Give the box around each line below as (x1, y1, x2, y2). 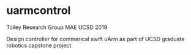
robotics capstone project (6, 42, 72, 49)
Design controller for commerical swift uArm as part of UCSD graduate (6, 35, 185, 42)
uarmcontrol (6, 4, 71, 18)
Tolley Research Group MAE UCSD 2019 (6, 24, 108, 31)
